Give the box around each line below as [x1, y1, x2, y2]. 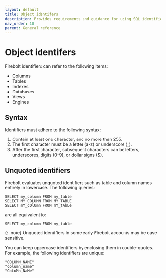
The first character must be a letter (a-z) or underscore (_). [12, 141, 132, 147]
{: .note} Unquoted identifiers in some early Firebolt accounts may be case [5, 230, 157, 235]
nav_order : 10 [5, 21, 35, 26]
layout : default [5, 7, 39, 12]
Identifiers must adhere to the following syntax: [5, 127, 101, 133]
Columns [12, 73, 31, 79]
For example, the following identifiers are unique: [5, 250, 105, 256]
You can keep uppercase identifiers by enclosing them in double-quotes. [5, 244, 154, 250]
